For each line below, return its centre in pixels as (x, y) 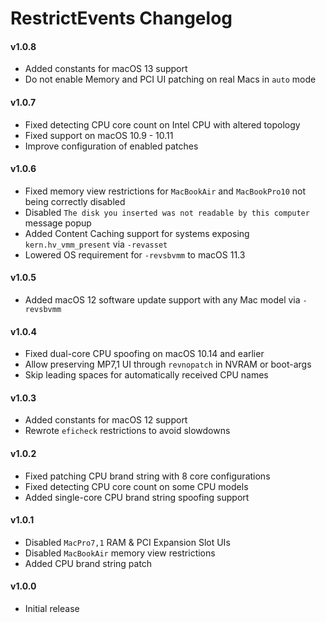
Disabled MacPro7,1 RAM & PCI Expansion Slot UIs (127, 542)
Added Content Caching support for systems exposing (137, 233)
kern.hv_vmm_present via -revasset (96, 244)
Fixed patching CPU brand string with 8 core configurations (147, 476)
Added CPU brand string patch (88, 563)
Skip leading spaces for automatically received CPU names (146, 375)
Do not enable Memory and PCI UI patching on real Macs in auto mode (170, 79)
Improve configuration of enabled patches (111, 146)
